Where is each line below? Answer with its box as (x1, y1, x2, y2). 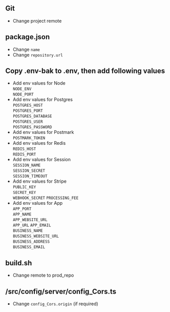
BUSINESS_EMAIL (12, 245, 46, 250)
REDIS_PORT (12, 152, 36, 157)
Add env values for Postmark (12, 129, 74, 135)
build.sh (5, 259, 32, 267)
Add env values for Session (12, 157, 71, 163)
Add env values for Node (12, 80, 66, 86)
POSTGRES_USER (12, 119, 43, 125)
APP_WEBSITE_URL (12, 218, 48, 223)
